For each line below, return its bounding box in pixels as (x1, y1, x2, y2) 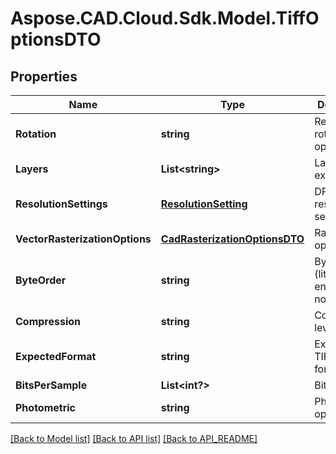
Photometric (15, 401, 76, 414)
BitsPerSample (15, 378, 88, 392)
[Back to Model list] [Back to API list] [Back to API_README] (10, 433, 258, 444)
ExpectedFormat (15, 350, 97, 363)
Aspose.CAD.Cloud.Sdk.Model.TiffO (10, 7, 320, 30)
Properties (10, 68, 78, 85)
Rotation (15, 127, 57, 141)
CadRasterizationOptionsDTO (160, 232, 305, 246)
